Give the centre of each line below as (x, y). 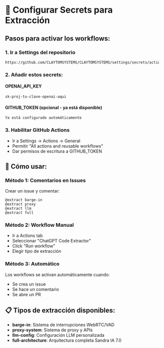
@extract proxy (20, 204)
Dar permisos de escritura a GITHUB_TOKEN (57, 151)
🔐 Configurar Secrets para (59, 10)
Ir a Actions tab (27, 236)
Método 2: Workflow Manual (40, 225)
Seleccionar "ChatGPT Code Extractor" (51, 241)
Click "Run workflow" (33, 246)
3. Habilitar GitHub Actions (37, 130)
